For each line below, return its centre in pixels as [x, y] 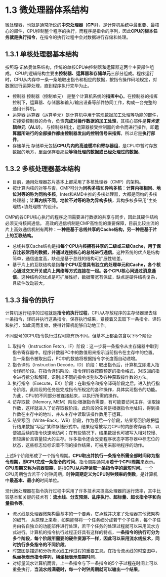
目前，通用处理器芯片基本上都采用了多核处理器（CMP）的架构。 [78, 181]
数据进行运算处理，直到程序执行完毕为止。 [48, 86]
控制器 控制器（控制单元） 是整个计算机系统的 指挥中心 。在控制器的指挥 [85, 96]
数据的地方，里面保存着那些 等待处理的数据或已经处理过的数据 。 [77, 152]
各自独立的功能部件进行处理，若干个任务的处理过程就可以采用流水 [88, 526]
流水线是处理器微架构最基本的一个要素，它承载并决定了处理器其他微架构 [86, 514]
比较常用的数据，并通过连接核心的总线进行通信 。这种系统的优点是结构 [88, 252]
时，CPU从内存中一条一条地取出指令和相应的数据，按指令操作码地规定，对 [81, 79]
